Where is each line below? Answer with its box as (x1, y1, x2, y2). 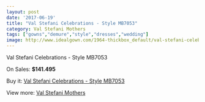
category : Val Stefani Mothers (6, 25, 86, 32)
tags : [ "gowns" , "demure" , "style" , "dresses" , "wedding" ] (6, 32, 149, 38)
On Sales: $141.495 (6, 66, 56, 73)
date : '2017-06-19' (6, 15, 56, 21)
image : (6, 37, 23, 43)
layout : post (6, 8, 40, 15)
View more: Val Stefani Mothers (6, 89, 86, 96)
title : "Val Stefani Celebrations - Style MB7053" (6, 20, 138, 26)
